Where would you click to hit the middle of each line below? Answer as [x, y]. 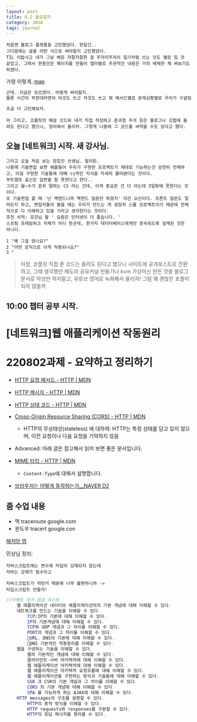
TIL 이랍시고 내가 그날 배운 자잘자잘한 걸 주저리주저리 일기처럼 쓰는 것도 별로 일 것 [95, 57]
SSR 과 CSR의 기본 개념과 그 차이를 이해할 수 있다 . [82, 682]
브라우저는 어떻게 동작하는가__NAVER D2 [62, 486]
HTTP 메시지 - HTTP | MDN [47, 392]
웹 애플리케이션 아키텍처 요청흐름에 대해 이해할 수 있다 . [86, 671]
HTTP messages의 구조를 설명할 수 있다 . [60, 698]
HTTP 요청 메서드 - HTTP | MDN [53, 380]
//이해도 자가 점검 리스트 [33, 600]
